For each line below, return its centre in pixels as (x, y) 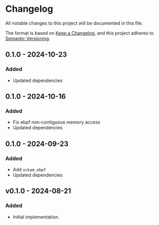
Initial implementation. (36, 217)
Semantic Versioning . (28, 38)
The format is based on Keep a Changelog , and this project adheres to (79, 33)
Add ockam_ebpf (29, 169)
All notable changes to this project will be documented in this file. (74, 23)
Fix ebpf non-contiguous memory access (56, 122)
